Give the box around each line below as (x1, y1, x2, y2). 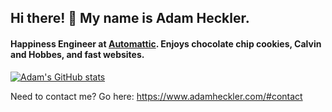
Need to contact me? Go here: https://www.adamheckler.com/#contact (10, 90, 303, 102)
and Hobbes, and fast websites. (10, 48, 145, 60)
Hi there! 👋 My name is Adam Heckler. (10, 10, 250, 27)
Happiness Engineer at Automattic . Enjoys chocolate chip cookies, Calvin (10, 37, 322, 50)
